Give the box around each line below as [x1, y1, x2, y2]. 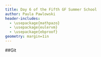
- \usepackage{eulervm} [9, 25, 58, 30]
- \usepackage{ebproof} [9, 29, 58, 34]
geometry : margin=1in [5, 34, 49, 39]
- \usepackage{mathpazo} [9, 20, 60, 26]
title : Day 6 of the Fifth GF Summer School [5, 7, 97, 12]
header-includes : [5, 16, 40, 21]
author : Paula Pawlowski [5, 12, 56, 16]
